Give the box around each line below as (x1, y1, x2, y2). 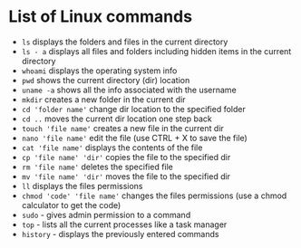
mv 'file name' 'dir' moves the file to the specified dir (21, 170, 231, 182)
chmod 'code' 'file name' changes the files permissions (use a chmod (21, 190, 287, 201)
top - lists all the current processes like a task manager (21, 219, 228, 230)
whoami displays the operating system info (21, 65, 178, 76)
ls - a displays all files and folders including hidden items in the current (21, 45, 292, 56)
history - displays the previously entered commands (21, 228, 219, 239)
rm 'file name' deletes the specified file (21, 161, 174, 172)
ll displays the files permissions (21, 180, 143, 191)
